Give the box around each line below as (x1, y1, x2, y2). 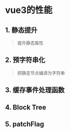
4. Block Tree (5, 103, 46, 112)
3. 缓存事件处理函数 (5, 86, 65, 94)
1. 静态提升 (5, 26, 38, 34)
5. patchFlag (5, 120, 44, 128)
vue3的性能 (5, 4, 53, 16)
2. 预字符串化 (5, 56, 45, 65)
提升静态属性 (17, 40, 43, 46)
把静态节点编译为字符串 (17, 70, 65, 76)
